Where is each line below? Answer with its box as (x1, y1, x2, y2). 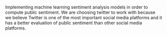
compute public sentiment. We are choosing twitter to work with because (5, 9, 156, 15)
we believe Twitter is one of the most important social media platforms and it (5, 15, 163, 20)
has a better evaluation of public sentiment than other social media (5, 20, 142, 26)
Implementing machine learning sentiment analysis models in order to (5, 4, 148, 10)
